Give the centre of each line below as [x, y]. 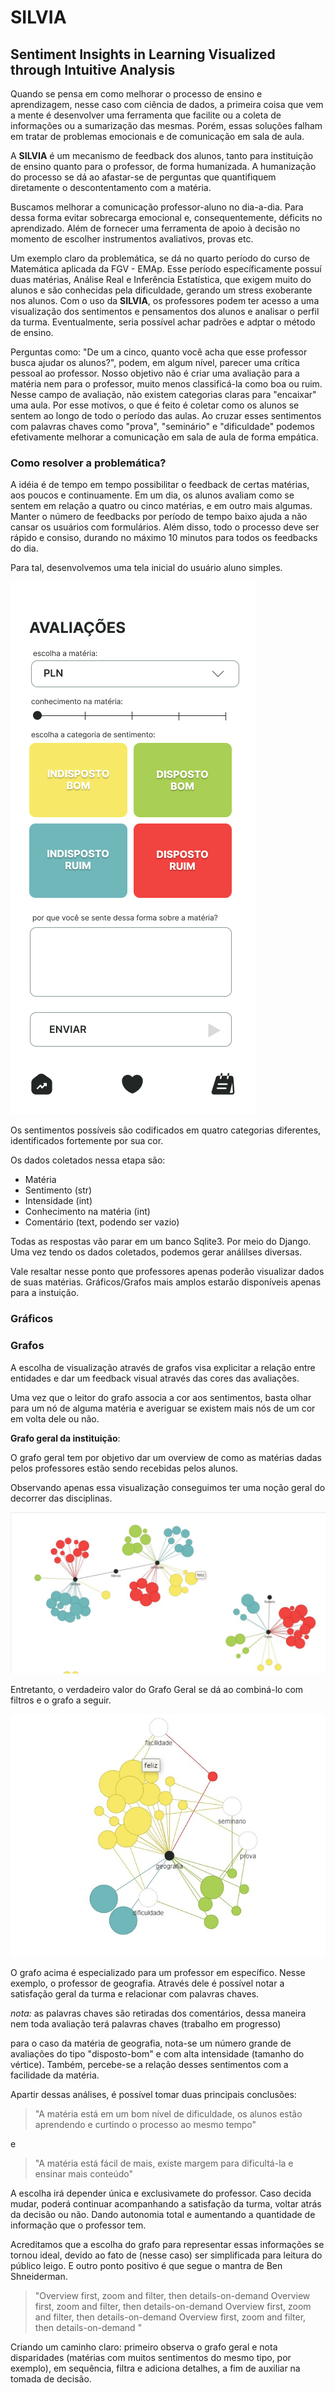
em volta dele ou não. [55, 1418]
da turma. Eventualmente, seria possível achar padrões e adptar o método [163, 322]
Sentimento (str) [58, 1190]
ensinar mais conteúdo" [84, 2174]
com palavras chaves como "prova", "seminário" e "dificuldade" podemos [162, 426]
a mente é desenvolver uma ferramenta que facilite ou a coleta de [146, 115]
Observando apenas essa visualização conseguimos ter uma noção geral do [168, 1487]
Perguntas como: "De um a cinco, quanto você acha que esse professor [159, 352]
